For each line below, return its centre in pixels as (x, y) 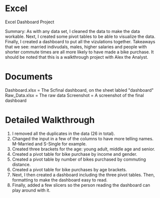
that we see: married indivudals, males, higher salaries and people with (76, 47)
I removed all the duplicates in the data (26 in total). (64, 133)
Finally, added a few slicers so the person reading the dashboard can (81, 185)
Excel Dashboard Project (30, 22)
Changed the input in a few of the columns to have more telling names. (83, 138)
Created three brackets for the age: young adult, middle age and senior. (83, 149)
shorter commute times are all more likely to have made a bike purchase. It (80, 52)
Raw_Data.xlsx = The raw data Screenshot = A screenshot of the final (74, 95)
